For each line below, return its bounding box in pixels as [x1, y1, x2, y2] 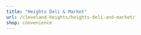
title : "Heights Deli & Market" [6, 8, 87, 15]
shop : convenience [6, 20, 52, 26]
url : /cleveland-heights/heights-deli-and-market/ [6, 14, 136, 20]
